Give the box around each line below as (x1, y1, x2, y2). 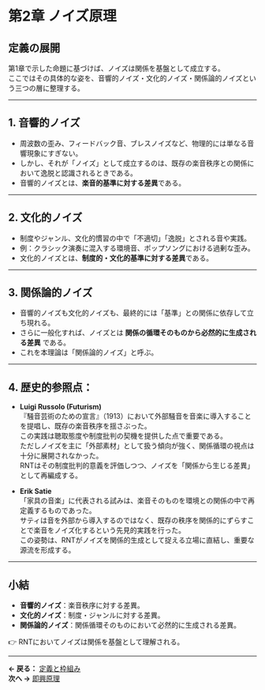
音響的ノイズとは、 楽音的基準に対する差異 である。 (19, 178, 186, 187)
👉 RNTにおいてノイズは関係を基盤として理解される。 (8, 637, 185, 647)
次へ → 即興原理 (8, 673, 61, 684)
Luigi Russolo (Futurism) (19, 402, 103, 412)
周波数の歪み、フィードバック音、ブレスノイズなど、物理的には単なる (19, 138, 248, 148)
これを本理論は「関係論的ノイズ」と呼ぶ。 (19, 348, 159, 357)
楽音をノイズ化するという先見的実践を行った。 (33, 526, 185, 535)
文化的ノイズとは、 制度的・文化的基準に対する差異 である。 (19, 253, 214, 262)
